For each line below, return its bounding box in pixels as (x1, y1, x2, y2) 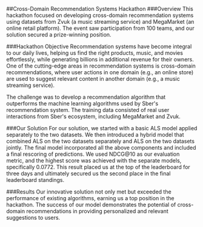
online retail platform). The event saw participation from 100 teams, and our (6, 24, 195, 32)
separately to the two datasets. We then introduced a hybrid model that (6, 131, 184, 138)
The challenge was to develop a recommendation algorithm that (6, 94, 166, 100)
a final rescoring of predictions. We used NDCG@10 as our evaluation (6, 150, 180, 158)
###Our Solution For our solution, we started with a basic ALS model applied (6, 125, 198, 131)
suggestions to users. (6, 214, 61, 221)
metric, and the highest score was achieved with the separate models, (6, 157, 182, 164)
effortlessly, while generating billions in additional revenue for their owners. (6, 56, 194, 63)
